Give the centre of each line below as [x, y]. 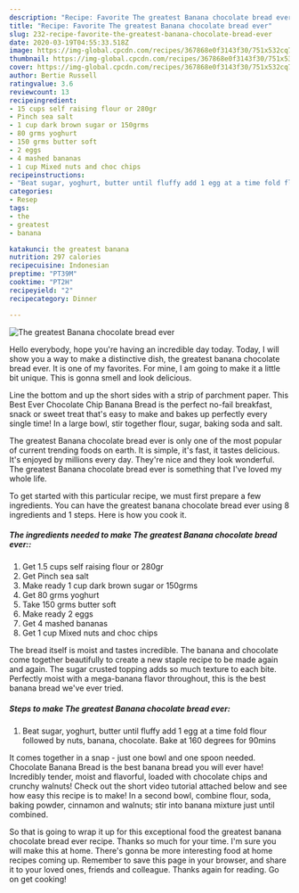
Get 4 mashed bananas [65, 624]
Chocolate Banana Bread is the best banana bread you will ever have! [137, 767]
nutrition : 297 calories [55, 258]
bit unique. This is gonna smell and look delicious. [101, 377]
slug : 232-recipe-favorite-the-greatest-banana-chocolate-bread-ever [141, 34]
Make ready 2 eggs [57, 614]
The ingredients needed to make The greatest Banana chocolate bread [143, 535]
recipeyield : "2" [41, 291]
